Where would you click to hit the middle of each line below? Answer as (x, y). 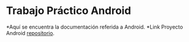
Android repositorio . (30, 33)
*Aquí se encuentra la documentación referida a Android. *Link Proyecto (95, 27)
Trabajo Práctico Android (69, 11)
